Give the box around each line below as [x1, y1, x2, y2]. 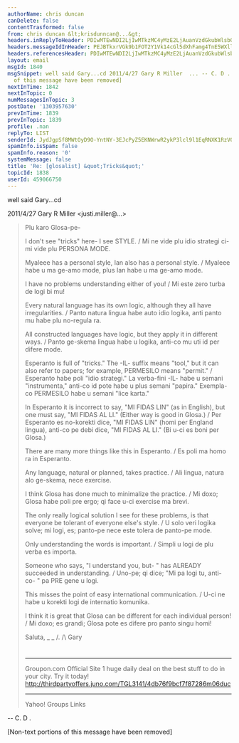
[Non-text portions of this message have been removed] [7, 727, 173, 736]
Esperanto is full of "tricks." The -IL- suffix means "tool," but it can [24, 359, 219, 367]
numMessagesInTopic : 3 [7, 97, 75, 104]
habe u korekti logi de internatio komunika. [24, 597, 150, 606]
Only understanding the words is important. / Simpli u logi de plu [24, 539, 213, 548]
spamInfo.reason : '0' [7, 149, 72, 157]
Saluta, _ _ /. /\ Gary [24, 633, 83, 641]
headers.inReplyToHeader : [7, 37, 84, 44]
